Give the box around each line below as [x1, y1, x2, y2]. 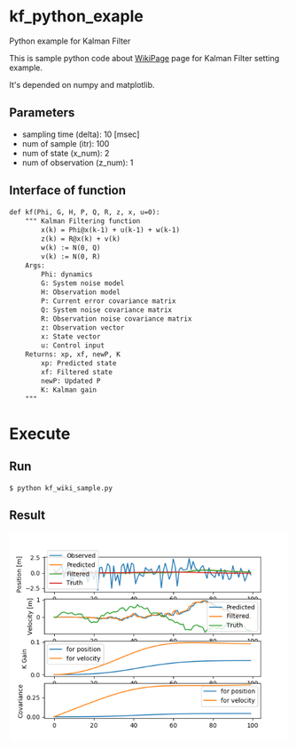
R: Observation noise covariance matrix [41, 314, 192, 323]
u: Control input [41, 340, 105, 350]
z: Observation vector [41, 323, 125, 332]
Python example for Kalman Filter [9, 36, 131, 46]
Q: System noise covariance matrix [41, 305, 173, 315]
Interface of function [9, 183, 127, 198]
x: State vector [41, 331, 101, 341]
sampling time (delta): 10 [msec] [21, 129, 140, 139]
